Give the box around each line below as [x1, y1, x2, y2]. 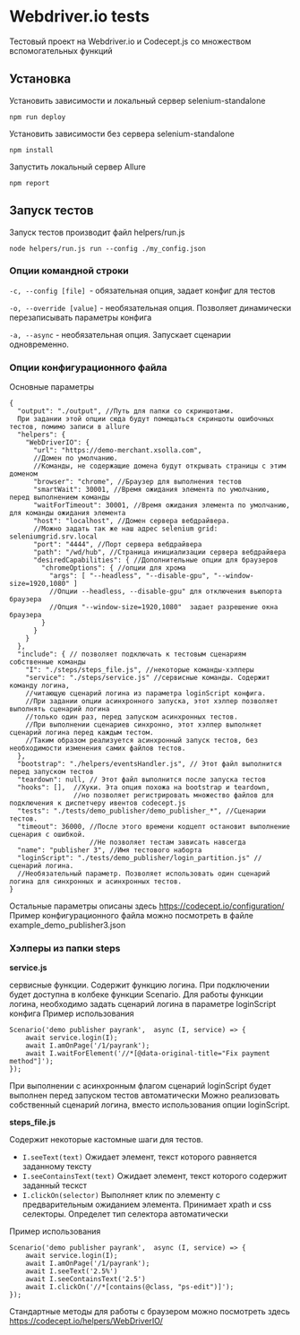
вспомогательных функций [9, 45, 114, 56]
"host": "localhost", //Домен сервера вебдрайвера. [32, 517, 230, 526]
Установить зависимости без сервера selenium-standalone [9, 128, 236, 139]
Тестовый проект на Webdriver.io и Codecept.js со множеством [9, 36, 252, 47]
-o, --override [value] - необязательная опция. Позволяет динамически [9, 302, 292, 313]
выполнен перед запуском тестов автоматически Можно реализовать [9, 1090, 280, 1101]
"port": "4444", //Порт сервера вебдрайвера [32, 540, 202, 549]
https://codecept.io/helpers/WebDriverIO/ [9, 1315, 164, 1327]
